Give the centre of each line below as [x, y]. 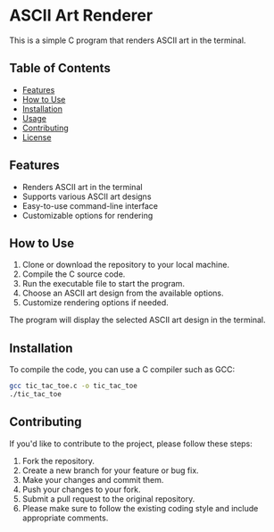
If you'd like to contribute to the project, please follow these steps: [131, 444]
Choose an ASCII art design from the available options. [123, 293]
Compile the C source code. [74, 274]
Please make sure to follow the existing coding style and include [140, 508]
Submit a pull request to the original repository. [108, 499]
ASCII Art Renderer [81, 16]
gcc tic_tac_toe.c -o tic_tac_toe [74, 386]
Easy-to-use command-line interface [90, 205]
